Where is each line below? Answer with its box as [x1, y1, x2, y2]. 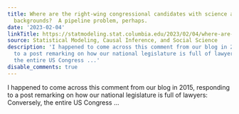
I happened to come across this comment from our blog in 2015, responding [7, 83, 230, 91]
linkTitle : [7, 30, 40, 38]
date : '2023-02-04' [7, 24, 65, 31]
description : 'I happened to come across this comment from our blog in [7, 43, 228, 51]
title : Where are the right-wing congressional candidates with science [7, 10, 228, 18]
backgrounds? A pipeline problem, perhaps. [14, 17, 148, 24]
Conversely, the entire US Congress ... [7, 98, 119, 107]
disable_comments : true [7, 63, 78, 71]
